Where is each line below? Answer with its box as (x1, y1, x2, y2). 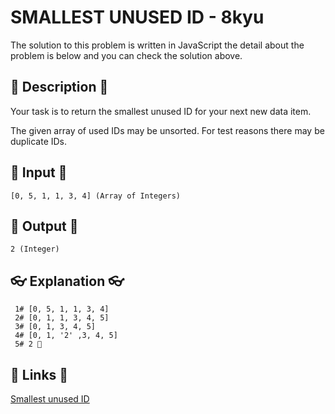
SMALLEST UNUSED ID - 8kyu (10, 6, 265, 29)
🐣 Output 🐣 (10, 217, 79, 235)
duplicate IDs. (10, 135, 68, 147)
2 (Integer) (10, 244, 60, 255)
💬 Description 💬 (10, 79, 109, 96)
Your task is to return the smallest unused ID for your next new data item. (10, 105, 312, 117)
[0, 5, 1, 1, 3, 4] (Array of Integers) (10, 191, 182, 201)
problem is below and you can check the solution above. (10, 49, 243, 61)
